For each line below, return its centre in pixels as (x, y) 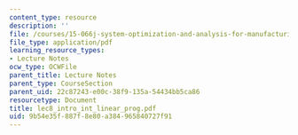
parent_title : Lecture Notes (63, 75)
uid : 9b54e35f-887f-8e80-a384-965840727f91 (91, 116)
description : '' (39, 26)
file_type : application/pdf (61, 42)
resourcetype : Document (53, 100)
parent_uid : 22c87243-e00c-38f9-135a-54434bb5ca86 (105, 91)
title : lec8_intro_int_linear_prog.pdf (83, 108)
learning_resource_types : (57, 51)
